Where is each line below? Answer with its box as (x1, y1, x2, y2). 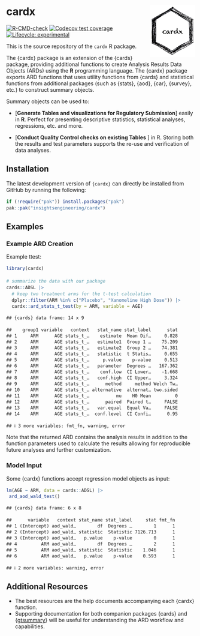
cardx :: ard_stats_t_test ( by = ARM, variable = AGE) (11, 304, 144, 310)
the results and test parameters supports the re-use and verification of (14, 140, 190, 147)
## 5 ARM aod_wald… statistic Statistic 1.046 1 (6, 547, 175, 553)
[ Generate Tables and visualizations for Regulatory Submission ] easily (14, 109, 193, 116)
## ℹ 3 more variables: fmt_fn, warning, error (6, 423, 126, 429)
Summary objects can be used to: (6, 98, 90, 105)
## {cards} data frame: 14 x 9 (6, 315, 84, 321)
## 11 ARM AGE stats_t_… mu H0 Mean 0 (6, 393, 178, 399)
